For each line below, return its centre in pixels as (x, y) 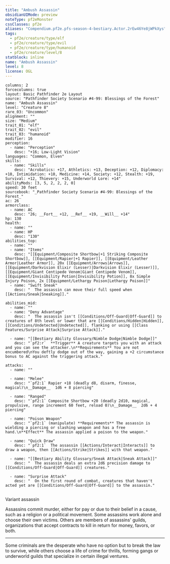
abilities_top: (21, 241)
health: (13, 223)
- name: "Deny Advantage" (37, 312)
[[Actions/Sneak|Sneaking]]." (37, 294)
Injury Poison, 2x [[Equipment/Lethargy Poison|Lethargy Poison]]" (78, 281)
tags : (11, 34)
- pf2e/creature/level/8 (36, 52)
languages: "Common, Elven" (35, 156)
